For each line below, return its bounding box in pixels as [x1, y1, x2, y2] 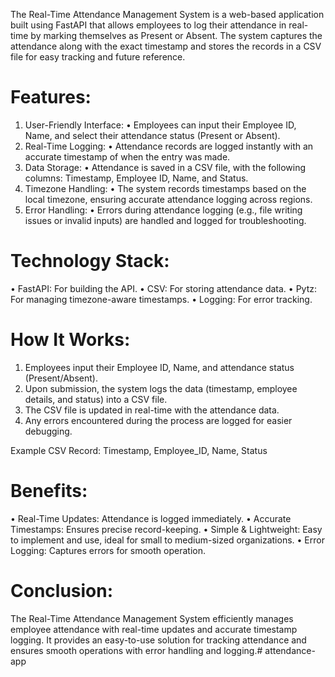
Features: [10, 86, 92, 109]
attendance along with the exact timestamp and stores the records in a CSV [10, 40, 322, 52]
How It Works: [10, 329, 131, 351]
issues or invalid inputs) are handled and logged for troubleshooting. [24, 214, 307, 226]
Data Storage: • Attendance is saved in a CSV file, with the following [24, 161, 307, 173]
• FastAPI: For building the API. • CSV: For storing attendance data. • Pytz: [10, 282, 318, 294]
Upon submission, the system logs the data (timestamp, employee [24, 382, 298, 394]
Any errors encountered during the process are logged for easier [24, 414, 293, 426]
